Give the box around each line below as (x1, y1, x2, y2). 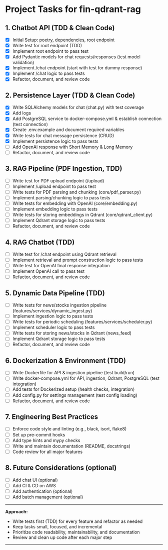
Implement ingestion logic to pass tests (12, 313, 93, 319)
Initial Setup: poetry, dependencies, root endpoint (12, 37, 115, 43)
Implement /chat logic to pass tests (12, 70, 85, 76)
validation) (12, 59, 34, 66)
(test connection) (12, 122, 48, 128)
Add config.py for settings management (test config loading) (12, 392, 137, 398)
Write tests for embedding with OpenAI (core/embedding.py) (12, 200, 138, 206)
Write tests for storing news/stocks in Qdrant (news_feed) (12, 330, 131, 336)
